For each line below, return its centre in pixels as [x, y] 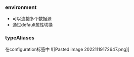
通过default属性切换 [32, 25]
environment [21, 7]
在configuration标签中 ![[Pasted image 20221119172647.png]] [67, 49]
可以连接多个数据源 [32, 19]
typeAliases [20, 38]
